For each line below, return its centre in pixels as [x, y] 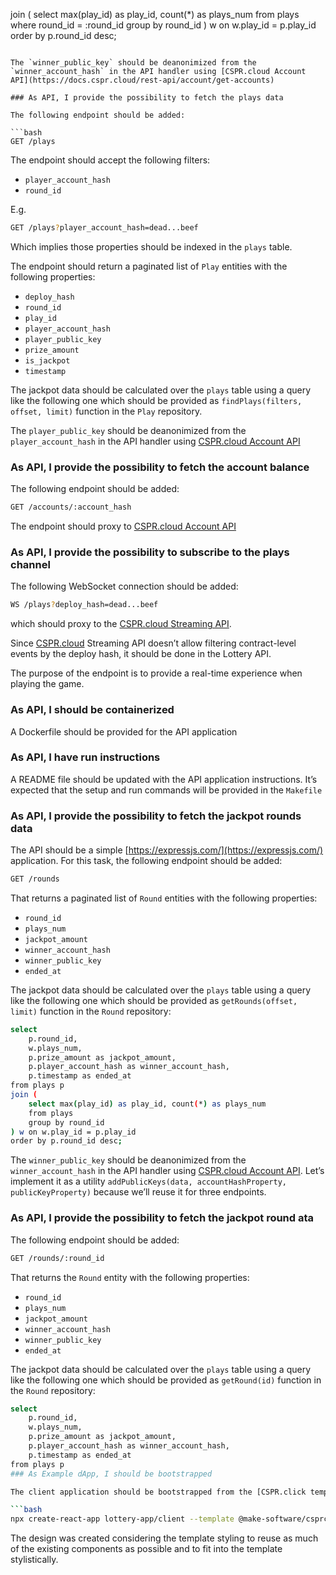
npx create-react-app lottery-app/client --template [122, 1519]
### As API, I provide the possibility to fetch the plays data [147, 98]
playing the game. [47, 684]
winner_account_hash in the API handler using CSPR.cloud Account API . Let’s [167, 1171]
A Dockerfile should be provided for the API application [124, 731]
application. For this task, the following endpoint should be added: [146, 861]
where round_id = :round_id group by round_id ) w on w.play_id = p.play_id [163, 25]
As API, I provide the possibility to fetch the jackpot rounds [156, 816]
